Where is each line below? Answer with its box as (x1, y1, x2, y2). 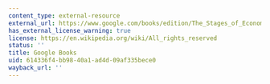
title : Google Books (8, 49, 78, 57)
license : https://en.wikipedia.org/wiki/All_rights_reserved (8, 34, 218, 42)
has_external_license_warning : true (8, 26, 131, 34)
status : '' (8, 42, 45, 50)
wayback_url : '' (8, 64, 63, 72)
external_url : (8, 19, 56, 27)
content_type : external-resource (8, 11, 121, 20)
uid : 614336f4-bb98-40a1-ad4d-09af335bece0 (8, 57, 157, 65)
